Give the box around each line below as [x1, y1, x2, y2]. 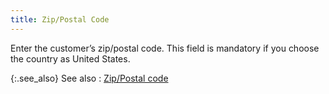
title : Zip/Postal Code [10, 14, 110, 25]
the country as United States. [10, 52, 131, 65]
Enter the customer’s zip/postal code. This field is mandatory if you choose [10, 42, 320, 54]
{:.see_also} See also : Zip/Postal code [10, 72, 169, 84]
